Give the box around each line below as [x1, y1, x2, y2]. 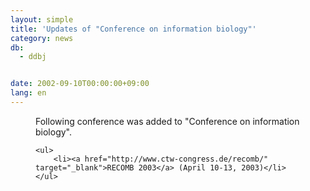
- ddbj [19, 52, 47, 62]
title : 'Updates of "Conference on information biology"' [10, 24, 257, 34]
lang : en [10, 88, 47, 98]
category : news [10, 33, 74, 43]
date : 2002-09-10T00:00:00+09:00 [10, 79, 150, 89]
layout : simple [10, 14, 74, 25]
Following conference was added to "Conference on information [35, 115, 300, 127]
